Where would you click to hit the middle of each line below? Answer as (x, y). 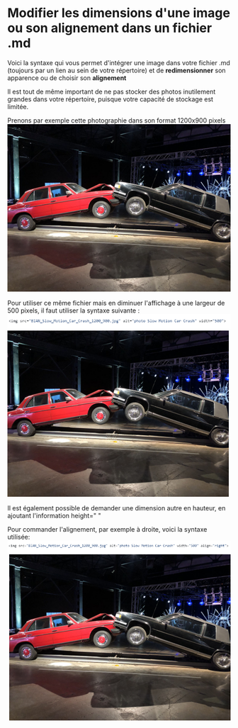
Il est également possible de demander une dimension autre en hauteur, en (117, 508)
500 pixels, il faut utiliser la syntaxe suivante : (74, 310)
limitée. (18, 106)
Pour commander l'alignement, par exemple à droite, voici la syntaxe (107, 529)
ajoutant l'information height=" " (54, 515)
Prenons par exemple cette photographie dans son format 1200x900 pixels (117, 120)
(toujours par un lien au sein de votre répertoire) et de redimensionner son (117, 70)
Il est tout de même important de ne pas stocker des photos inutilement (112, 91)
